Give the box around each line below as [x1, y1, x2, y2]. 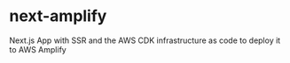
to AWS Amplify [9, 44, 67, 54]
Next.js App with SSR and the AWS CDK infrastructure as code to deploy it [9, 35, 281, 45]
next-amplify [9, 6, 107, 26]
